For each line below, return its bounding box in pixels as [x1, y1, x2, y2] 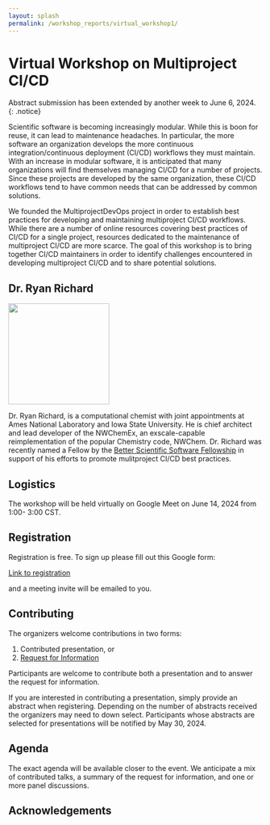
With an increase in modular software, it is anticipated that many [8, 157, 222, 166]
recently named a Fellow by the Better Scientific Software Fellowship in [8, 445, 244, 455]
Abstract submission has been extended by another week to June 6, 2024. [8, 98, 256, 107]
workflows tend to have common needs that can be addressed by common [8, 183, 258, 192]
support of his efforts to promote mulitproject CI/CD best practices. [8, 454, 232, 464]
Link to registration [8, 567, 71, 578]
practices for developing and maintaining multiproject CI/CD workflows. [8, 215, 246, 225]
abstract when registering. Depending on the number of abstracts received [8, 701, 258, 711]
